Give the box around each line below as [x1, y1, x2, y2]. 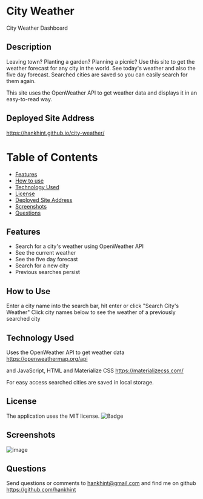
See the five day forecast [15, 256, 78, 263]
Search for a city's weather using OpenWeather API [15, 243, 144, 250]
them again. [6, 77, 36, 84]
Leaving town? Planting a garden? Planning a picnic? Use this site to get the [6, 58, 195, 65]
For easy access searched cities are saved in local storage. [6, 378, 154, 386]
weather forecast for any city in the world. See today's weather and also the [6, 64, 196, 72]
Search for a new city [15, 262, 69, 269]
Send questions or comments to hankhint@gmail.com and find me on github [6, 480, 196, 487]
